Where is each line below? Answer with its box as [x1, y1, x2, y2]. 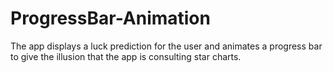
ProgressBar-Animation [10, 7, 211, 30]
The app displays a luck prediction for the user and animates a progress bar [10, 40, 323, 52]
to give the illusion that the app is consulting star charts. [10, 50, 242, 62]
